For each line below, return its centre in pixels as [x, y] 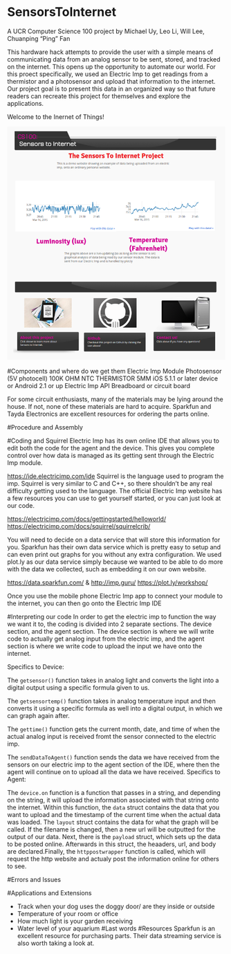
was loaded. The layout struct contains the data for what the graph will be [113, 822]
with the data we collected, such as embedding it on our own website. [107, 569]
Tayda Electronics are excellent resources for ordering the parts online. [108, 414]
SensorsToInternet [62, 12]
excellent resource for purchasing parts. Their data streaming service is [119, 936]
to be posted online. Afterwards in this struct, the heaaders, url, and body [112, 844]
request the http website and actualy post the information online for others [113, 859]
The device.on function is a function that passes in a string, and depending [114, 793]
